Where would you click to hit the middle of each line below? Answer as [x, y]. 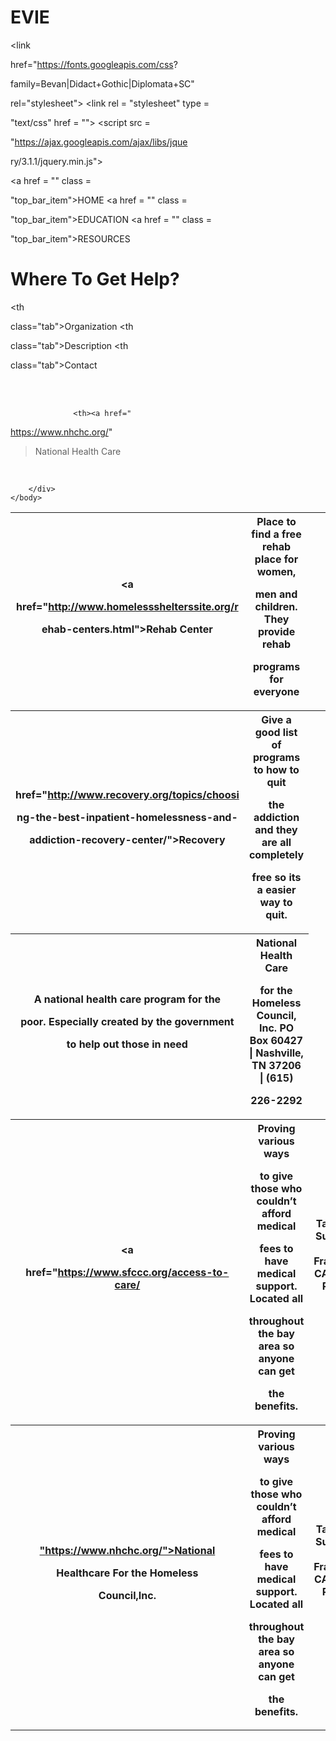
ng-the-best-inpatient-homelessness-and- [127, 817]
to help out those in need [127, 1044]
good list [276, 732]
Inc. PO [276, 1028]
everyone [276, 691]
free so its [276, 877]
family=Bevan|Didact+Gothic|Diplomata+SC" [102, 83]
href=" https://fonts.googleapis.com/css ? [94, 64]
